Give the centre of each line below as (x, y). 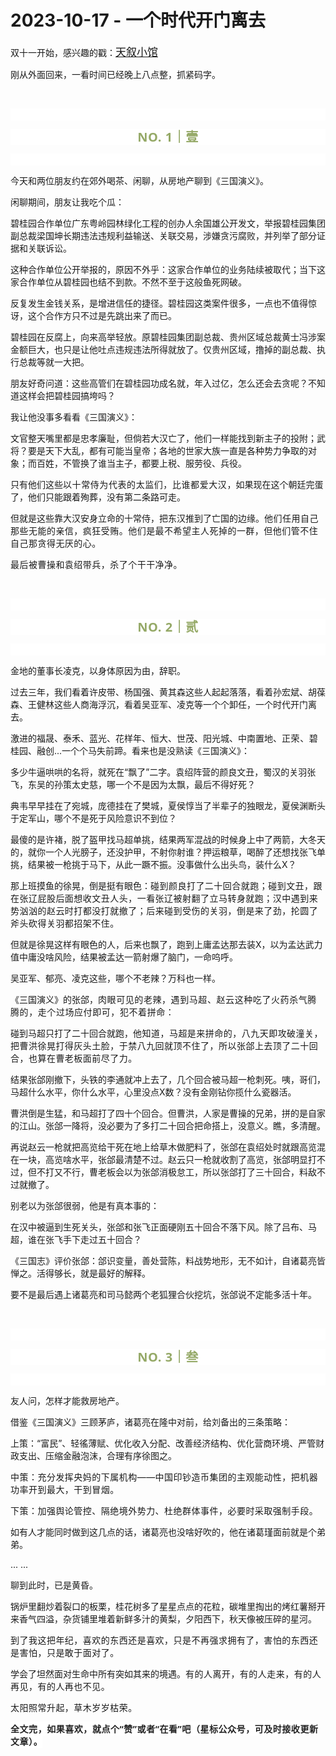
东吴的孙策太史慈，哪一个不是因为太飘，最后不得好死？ (141, 784)
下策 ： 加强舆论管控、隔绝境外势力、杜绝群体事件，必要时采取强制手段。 (164, 1510)
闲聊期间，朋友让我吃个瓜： (67, 202)
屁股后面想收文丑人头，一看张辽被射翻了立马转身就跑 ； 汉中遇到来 (178, 898)
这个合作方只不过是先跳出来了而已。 (102, 315)
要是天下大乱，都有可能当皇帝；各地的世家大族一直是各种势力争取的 (167, 450)
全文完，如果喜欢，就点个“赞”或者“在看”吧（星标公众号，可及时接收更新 (164, 1728)
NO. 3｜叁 (168, 1356)
